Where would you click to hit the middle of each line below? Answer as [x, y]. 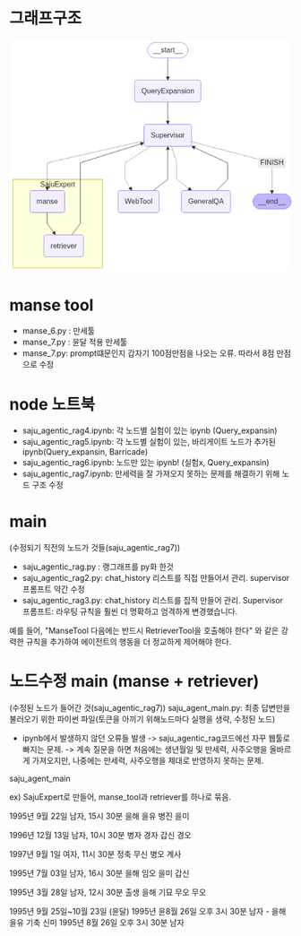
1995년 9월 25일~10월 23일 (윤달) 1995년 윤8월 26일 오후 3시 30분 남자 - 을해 [148, 912]
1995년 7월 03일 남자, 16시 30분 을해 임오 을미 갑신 [99, 873]
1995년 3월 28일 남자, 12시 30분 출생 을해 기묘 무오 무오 [108, 892]
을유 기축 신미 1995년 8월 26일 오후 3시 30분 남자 [97, 923]
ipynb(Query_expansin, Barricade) [85, 452]
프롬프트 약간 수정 [53, 589]
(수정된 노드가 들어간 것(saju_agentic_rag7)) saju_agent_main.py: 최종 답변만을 [150, 708]
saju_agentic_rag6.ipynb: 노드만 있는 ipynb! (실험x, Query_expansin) [146, 463]
